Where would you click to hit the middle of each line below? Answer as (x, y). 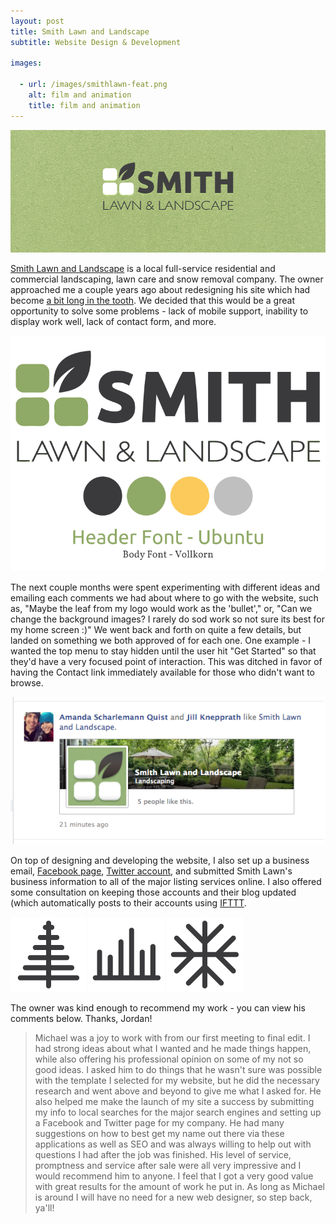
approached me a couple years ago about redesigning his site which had (160, 290)
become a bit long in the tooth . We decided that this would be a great (152, 301)
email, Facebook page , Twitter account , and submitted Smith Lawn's (151, 871)
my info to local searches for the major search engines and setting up (178, 1112)
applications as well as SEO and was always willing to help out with (173, 1144)
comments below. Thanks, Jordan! (81, 1018)
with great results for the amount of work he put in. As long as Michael (179, 1186)
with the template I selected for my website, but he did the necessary (177, 1080)
